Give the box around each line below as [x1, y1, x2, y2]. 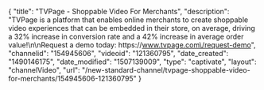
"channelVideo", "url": [8, 66, 81, 74]
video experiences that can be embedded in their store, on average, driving [8, 24, 256, 32]
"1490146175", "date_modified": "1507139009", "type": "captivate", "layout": [8, 57, 257, 66]
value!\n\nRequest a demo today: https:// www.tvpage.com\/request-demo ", [8, 40, 256, 50]
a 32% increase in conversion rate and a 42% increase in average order [8, 32, 244, 41]
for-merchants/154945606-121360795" [8, 74, 137, 83]
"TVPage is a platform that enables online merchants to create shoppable [8, 15, 249, 24]
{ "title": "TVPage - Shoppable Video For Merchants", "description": [8, 7, 230, 16]
